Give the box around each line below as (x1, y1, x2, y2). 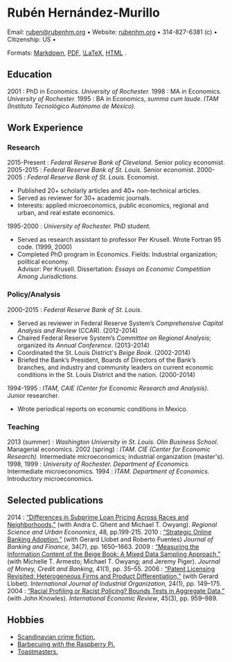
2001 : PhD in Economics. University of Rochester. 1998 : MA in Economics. (7, 87, 222, 95)
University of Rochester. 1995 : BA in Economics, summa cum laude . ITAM (7, 94, 220, 103)
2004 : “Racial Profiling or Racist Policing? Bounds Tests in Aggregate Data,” (7, 586, 225, 595)
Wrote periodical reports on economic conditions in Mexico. (17, 404, 188, 413)
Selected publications (7, 494, 104, 507)
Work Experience (7, 122, 84, 134)
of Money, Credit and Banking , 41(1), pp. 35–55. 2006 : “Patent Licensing (7, 564, 215, 573)
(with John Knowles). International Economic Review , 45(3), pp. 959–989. (7, 594, 218, 602)
